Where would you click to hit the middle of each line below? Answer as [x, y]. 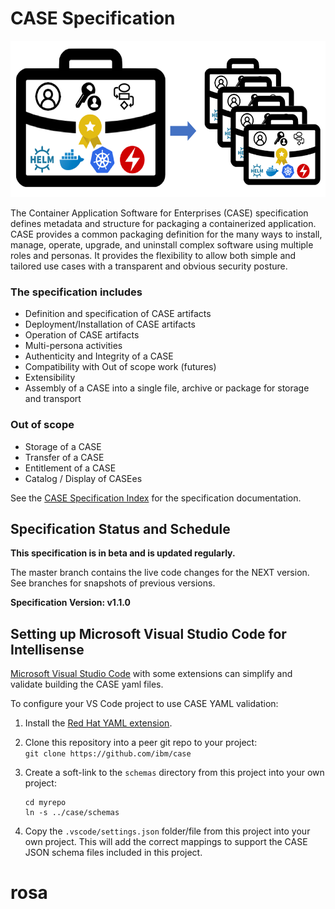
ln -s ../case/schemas [72, 813]
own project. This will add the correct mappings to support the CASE [166, 842]
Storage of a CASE [63, 446]
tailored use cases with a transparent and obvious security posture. [149, 266]
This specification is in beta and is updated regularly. [123, 553]
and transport [53, 399]
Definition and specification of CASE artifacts [118, 314]
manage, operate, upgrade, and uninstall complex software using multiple [162, 244]
